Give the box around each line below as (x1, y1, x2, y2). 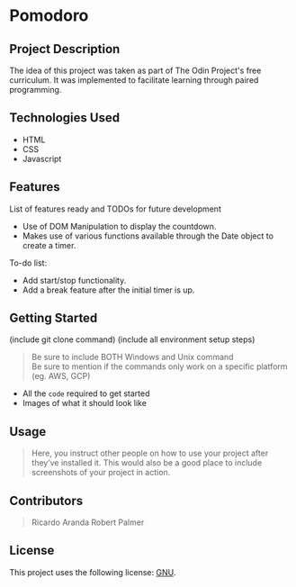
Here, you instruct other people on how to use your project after (31, 447, 269, 459)
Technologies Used (9, 110, 120, 126)
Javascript (22, 153, 62, 164)
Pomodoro (9, 5, 89, 26)
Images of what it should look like (22, 398, 147, 409)
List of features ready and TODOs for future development (9, 203, 222, 214)
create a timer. (22, 239, 76, 250)
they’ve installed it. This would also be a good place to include (31, 457, 263, 468)
